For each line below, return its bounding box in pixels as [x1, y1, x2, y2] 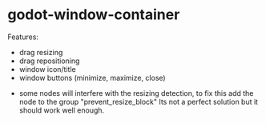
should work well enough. [18, 105, 105, 115]
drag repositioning [18, 56, 80, 65]
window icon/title [18, 64, 77, 73]
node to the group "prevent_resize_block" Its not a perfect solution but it [18, 97, 258, 106]
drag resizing [18, 47, 63, 57]
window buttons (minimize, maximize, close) [18, 73, 166, 82]
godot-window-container [7, 6, 180, 24]
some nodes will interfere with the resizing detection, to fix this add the [18, 88, 254, 97]
